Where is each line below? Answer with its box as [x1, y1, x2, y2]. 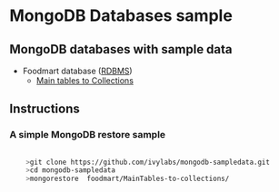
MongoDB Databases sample [9, 5, 234, 26]
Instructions [9, 101, 80, 117]
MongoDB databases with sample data [9, 42, 234, 57]
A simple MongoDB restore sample [9, 129, 166, 141]
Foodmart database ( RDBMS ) [22, 65, 134, 76]
